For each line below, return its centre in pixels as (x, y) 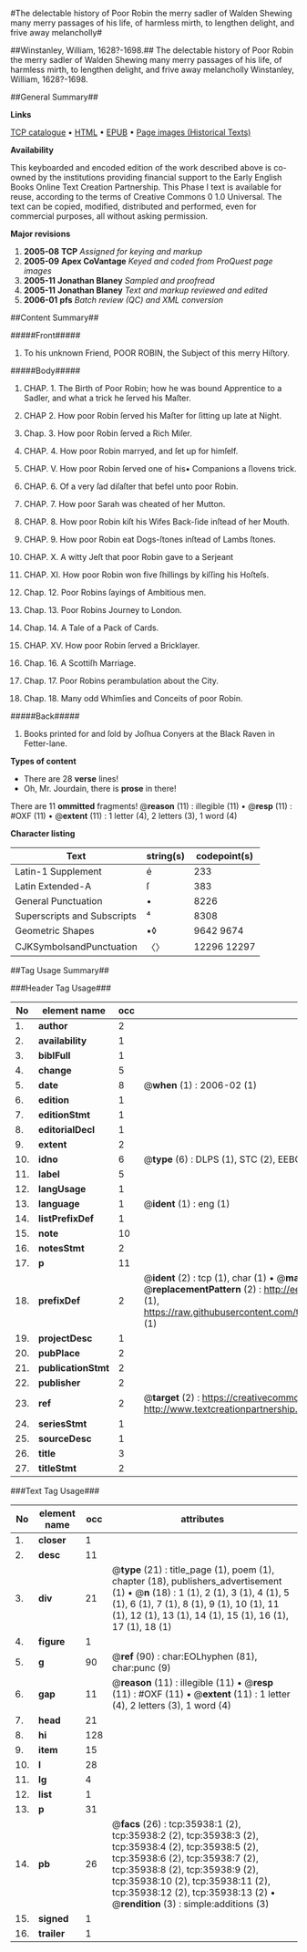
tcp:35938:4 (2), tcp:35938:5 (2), (185, 1847)
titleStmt (57, 1468)
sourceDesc (65, 1438)
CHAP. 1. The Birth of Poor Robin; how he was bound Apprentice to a (153, 388)
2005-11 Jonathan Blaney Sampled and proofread (119, 280)
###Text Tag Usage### (55, 1491)
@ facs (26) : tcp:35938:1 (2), (176, 1824)
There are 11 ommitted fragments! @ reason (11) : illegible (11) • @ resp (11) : (151, 806)
